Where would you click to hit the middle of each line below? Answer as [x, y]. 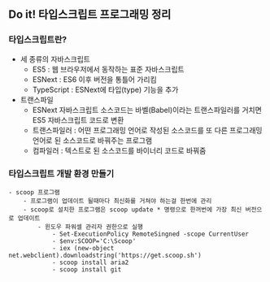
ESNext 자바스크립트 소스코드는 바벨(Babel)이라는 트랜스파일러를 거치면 [147, 110]
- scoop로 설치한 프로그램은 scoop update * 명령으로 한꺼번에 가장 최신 [133, 210]
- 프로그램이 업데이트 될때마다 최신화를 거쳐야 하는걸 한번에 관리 [118, 201]
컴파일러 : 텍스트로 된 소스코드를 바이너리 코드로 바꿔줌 [119, 150]
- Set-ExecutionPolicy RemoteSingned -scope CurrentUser [150, 234]
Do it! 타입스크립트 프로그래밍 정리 [90, 15]
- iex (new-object [83, 248]
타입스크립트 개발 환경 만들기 [61, 173]
